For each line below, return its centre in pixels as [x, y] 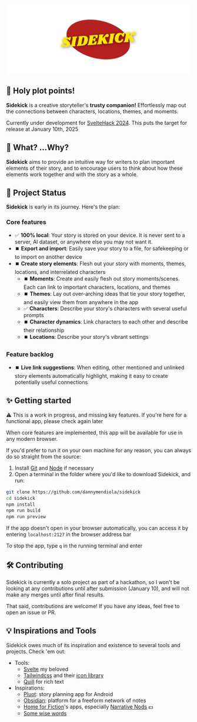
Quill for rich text [44, 681]
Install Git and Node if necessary [54, 468]
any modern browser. [32, 439]
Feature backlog [30, 354]
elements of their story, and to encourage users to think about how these [94, 168]
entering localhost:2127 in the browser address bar [69, 535]
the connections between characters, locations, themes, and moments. [92, 111]
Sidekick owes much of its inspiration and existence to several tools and [93, 645]
